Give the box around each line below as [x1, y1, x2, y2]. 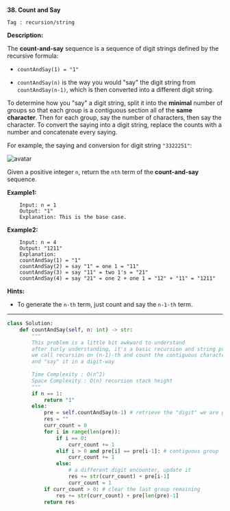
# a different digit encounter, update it [68, 466, 192, 474]
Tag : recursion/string [7, 19, 75, 26]
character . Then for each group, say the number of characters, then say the [7, 113, 222, 121]
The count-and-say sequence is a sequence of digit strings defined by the [7, 45, 219, 52]
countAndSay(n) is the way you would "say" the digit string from [16, 78, 196, 86]
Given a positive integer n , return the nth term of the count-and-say [7, 168, 199, 176]
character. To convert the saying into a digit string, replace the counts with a [7, 121, 222, 129]
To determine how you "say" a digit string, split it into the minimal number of [7, 99, 223, 107]
